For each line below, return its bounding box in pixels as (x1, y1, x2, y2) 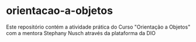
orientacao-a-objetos (6, 4, 113, 17)
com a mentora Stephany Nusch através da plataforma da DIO (6, 29, 156, 36)
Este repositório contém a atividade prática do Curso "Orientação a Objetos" (6, 23, 191, 30)
